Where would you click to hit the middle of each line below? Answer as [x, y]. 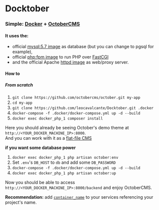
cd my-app [22, 103]
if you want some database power [41, 148]
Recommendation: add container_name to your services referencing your [79, 197]
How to [13, 73]
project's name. [21, 202]
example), [22, 52]
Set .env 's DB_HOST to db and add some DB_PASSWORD [64, 162]
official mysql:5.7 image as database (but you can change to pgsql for [83, 47]
